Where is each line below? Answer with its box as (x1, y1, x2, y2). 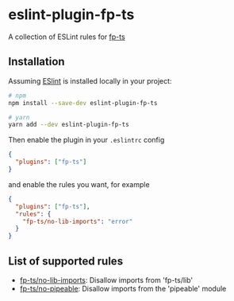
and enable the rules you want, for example (8, 179, 150, 189)
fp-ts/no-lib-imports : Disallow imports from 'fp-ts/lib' (19, 275, 194, 284)
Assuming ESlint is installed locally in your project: (8, 76, 172, 85)
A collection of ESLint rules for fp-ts (8, 32, 125, 41)
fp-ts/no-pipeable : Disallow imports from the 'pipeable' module (19, 283, 227, 293)
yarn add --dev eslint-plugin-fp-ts (8, 121, 129, 129)
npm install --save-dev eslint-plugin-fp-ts (8, 99, 158, 107)
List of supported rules (8, 254, 124, 268)
